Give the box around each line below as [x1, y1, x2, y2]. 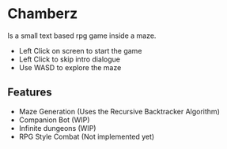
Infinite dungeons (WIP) [18, 123, 96, 132]
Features [7, 86, 52, 99]
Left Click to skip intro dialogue [18, 54, 120, 64]
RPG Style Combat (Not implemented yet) [18, 132, 155, 141]
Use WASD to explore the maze [18, 62, 122, 72]
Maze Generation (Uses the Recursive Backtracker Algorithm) [18, 106, 221, 116]
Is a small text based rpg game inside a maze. [7, 31, 157, 40]
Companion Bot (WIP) [18, 115, 90, 125]
